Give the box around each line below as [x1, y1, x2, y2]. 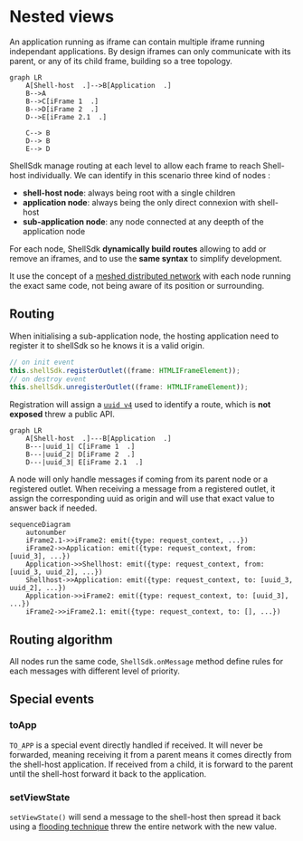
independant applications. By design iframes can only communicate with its [9, 45, 291, 56]
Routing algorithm [9, 632, 113, 647]
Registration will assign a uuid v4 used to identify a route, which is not [9, 399, 271, 410]
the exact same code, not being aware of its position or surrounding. [9, 280, 265, 291]
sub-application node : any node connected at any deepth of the [22, 215, 264, 227]
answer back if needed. [9, 502, 98, 513]
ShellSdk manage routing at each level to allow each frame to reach [9, 160, 261, 171]
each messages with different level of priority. [9, 665, 181, 676]
